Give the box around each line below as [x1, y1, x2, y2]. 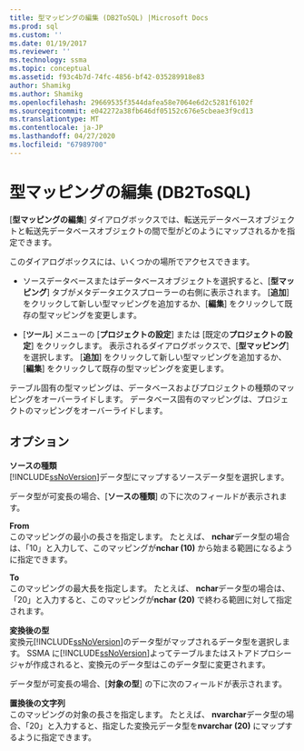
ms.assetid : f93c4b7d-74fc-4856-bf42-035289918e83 [9, 73, 205, 82]
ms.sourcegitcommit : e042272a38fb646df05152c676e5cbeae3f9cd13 [9, 106, 254, 115]
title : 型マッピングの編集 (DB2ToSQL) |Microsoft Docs [9, 13, 209, 23]
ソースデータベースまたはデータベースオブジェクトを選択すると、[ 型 [22, 275, 279, 286]
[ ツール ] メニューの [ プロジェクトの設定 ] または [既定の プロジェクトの [22, 328, 286, 339]
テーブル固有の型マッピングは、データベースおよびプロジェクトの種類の [9, 382, 279, 393]
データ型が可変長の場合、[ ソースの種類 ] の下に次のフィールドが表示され [9, 490, 279, 501]
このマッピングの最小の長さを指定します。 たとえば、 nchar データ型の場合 [9, 531, 290, 542]
